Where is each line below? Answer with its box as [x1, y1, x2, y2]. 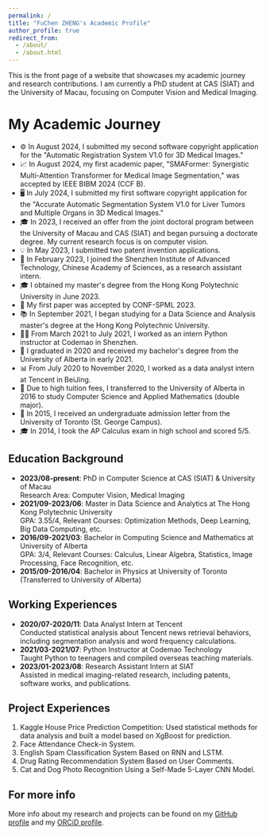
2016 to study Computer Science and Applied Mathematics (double [19, 391, 240, 401]
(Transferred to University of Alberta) [19, 574, 141, 584]
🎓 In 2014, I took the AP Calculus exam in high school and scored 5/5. [19, 425, 251, 435]
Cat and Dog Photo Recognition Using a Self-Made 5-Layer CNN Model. [19, 765, 256, 774]
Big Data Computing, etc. [19, 523, 102, 534]
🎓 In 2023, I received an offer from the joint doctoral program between [19, 217, 254, 226]
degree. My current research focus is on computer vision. [19, 237, 209, 246]
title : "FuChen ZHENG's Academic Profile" [8, 19, 151, 27]
